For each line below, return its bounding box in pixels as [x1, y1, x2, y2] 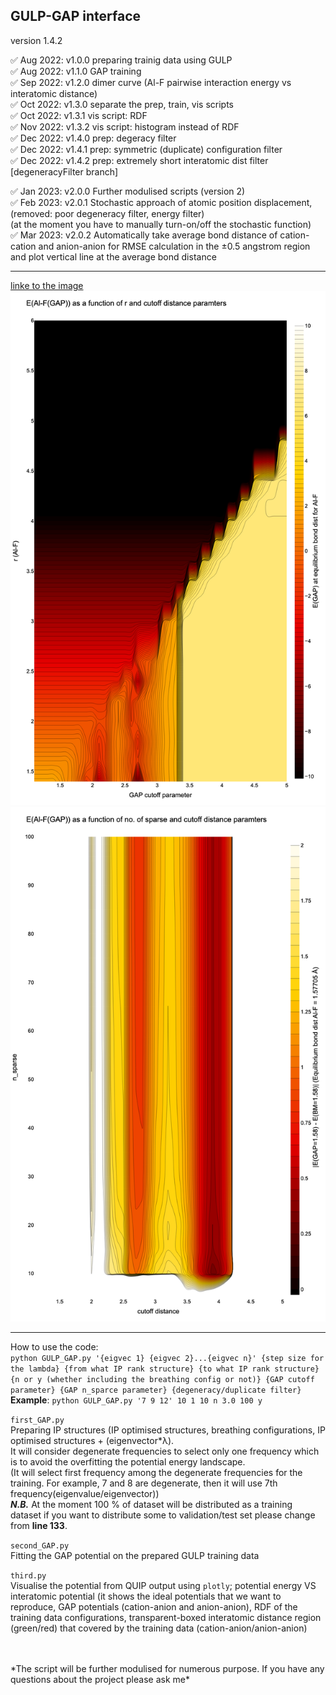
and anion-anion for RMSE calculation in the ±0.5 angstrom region [38, 240, 311, 252]
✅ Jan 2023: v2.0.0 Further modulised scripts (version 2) [10, 185, 246, 197]
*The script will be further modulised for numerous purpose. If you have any [10, 1663, 325, 1675]
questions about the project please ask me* [10, 1674, 190, 1686]
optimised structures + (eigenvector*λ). [10, 1435, 175, 1447]
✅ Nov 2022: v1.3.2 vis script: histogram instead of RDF [10, 120, 240, 133]
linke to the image [10, 279, 84, 291]
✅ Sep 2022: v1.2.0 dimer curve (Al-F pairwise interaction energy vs [10, 76, 292, 88]
